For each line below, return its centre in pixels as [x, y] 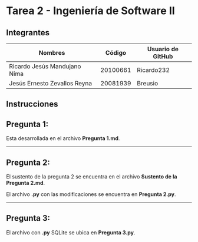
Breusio [148, 83]
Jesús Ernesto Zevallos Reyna [51, 83]
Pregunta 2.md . [26, 183]
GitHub [163, 56]
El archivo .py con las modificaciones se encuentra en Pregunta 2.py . [91, 194]
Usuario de [163, 49]
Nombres [52, 53]
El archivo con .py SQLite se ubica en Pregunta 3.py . [71, 232]
